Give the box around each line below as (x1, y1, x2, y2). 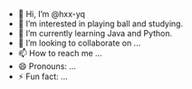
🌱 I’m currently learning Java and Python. (17, 28, 173, 38)
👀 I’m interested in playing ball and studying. (17, 18, 184, 29)
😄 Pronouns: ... (17, 61, 77, 72)
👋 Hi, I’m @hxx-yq (17, 9, 86, 19)
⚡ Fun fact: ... (17, 71, 68, 82)
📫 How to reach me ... (17, 48, 102, 58)
